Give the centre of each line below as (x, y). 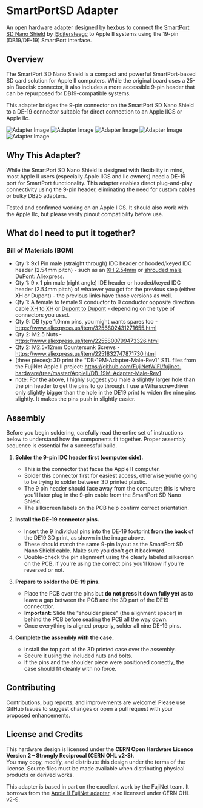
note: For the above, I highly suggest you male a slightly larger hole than (105, 379)
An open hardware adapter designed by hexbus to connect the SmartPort (98, 27)
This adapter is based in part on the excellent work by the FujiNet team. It (98, 786)
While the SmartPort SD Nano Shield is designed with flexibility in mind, (95, 170)
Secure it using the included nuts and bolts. (78, 656)
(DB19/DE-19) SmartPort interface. (49, 40)
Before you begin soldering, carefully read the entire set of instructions (95, 433)
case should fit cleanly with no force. (70, 669)
